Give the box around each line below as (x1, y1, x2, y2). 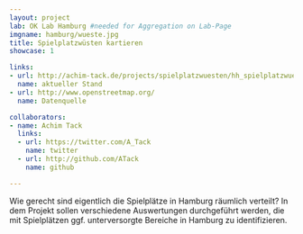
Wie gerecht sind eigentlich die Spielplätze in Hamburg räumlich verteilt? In (9, 195, 289, 206)
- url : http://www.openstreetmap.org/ (9, 87, 155, 97)
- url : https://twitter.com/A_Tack (17, 138, 151, 147)
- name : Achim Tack (9, 121, 83, 130)
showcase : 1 (9, 47, 54, 56)
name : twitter (25, 146, 78, 156)
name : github (25, 163, 75, 172)
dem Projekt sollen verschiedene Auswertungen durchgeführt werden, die (9, 204, 285, 216)
